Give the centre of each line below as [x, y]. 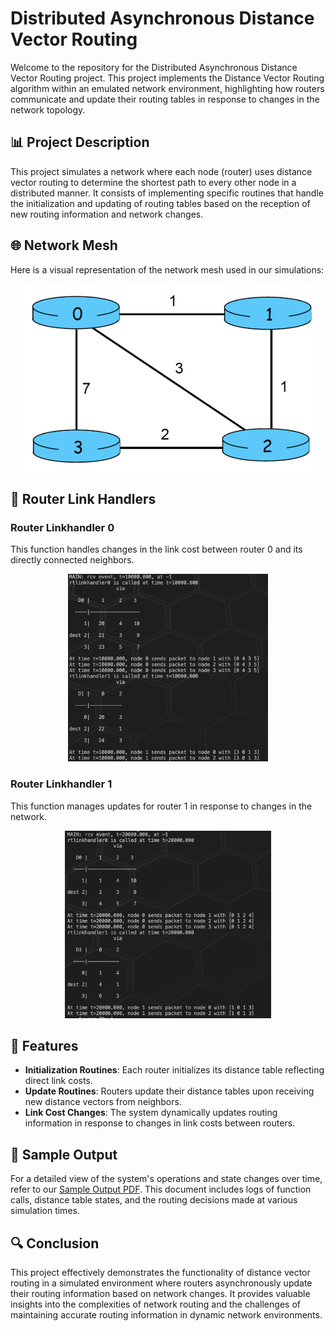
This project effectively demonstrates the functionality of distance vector [160, 1272]
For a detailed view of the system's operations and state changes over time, [166, 1179]
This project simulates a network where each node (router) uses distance [161, 171]
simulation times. [45, 1211]
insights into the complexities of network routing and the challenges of [155, 1304]
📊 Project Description [80, 142]
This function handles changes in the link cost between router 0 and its [156, 549]
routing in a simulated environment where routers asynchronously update [161, 1283]
